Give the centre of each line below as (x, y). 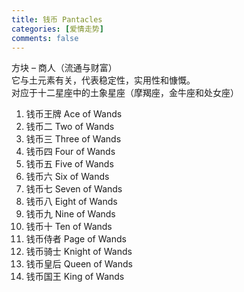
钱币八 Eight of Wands (71, 202)
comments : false (45, 38)
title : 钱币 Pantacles (57, 19)
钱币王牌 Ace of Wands (74, 114)
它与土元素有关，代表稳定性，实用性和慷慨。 (103, 80)
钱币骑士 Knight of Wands (79, 252)
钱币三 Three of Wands (73, 139)
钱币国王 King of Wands (75, 277)
